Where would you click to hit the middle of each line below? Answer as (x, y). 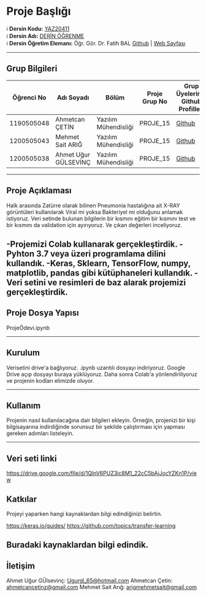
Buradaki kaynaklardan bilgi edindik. (78, 545)
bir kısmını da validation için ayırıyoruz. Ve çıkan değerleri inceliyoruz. (94, 225)
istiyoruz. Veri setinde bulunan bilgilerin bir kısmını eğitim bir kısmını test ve (101, 218)
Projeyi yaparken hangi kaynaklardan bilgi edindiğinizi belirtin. (84, 514)
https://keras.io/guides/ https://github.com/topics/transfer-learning (91, 526)
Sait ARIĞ (69, 144)
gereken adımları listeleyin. (40, 433)
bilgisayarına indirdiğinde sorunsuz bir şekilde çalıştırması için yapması (96, 427)
